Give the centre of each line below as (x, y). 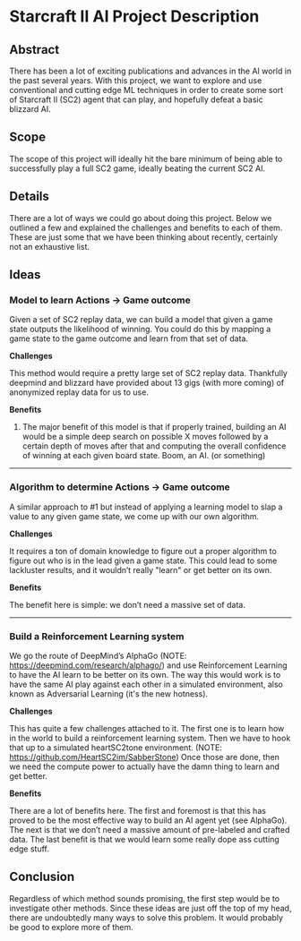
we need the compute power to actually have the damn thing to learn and (144, 766)
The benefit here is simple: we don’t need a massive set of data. (128, 604)
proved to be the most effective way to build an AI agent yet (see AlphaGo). (148, 820)
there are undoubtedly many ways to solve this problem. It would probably (146, 917)
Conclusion (42, 877)
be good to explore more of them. (71, 927)
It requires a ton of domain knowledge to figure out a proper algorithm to (143, 551)
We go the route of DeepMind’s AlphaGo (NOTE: (98, 655)
